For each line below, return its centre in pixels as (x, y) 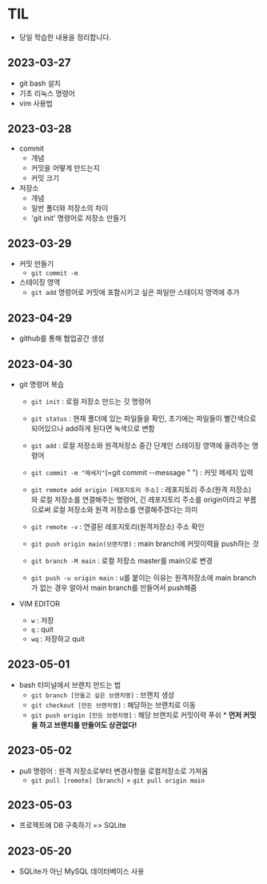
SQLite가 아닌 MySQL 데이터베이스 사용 (82, 871)
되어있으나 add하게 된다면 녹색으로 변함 (93, 428)
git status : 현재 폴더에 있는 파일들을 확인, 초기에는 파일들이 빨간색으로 (143, 418)
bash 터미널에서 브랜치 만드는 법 (70, 684)
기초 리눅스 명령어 (47, 93)
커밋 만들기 (36, 264)
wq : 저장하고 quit (58, 639)
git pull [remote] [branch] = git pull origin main (118, 780)
